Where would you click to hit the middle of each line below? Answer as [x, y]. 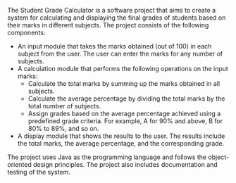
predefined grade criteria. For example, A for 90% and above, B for [125, 121]
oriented [19, 164]
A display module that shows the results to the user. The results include [121, 136]
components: [26, 32]
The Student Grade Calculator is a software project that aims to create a [112, 10]
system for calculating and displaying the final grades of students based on [117, 18]
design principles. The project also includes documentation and [125, 164]
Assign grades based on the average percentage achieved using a [124, 113]
